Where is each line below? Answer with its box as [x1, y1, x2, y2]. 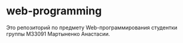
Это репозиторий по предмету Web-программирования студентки [6, 24, 178, 31]
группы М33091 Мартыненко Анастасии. [6, 30, 111, 37]
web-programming [6, 4, 102, 18]
